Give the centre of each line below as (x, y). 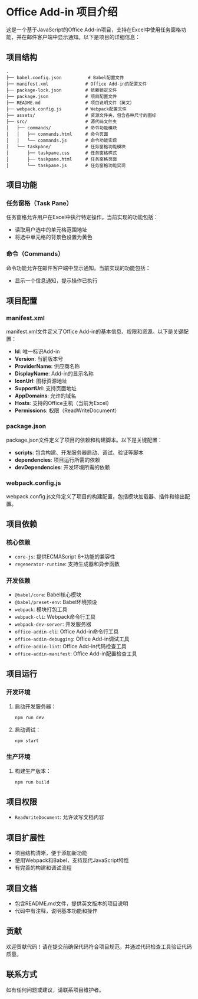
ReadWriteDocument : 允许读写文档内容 (59, 817)
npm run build (32, 782)
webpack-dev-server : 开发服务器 (53, 624)
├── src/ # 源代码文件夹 (62, 122)
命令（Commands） (35, 254)
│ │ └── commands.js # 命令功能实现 (62, 140)
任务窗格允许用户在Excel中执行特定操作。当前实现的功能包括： (82, 217)
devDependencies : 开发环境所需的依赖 (62, 467)
